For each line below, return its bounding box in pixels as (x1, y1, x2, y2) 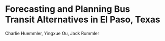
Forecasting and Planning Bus (5, 3, 130, 15)
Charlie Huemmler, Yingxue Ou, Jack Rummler (5, 30, 100, 36)
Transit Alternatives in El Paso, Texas (5, 14, 161, 25)
